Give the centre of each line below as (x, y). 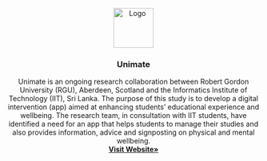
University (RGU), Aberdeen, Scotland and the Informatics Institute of (133, 90)
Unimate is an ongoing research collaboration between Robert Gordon (133, 82)
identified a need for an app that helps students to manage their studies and (133, 124)
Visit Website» (133, 149)
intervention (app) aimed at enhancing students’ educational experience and (133, 107)
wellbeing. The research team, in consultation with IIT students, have (133, 116)
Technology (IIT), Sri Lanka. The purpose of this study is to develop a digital (133, 99)
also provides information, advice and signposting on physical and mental (133, 132)
